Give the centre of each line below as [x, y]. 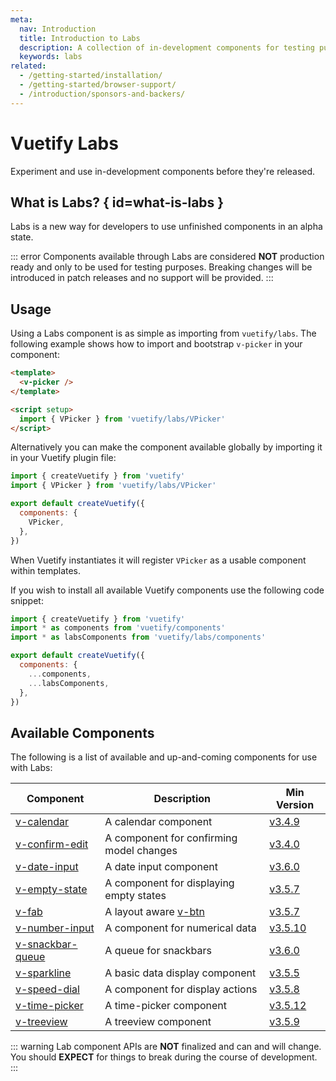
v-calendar [42, 822]
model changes [141, 851]
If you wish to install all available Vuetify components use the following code [167, 590]
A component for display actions [181, 989]
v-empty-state [51, 889]
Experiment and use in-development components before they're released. [163, 171]
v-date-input [47, 867]
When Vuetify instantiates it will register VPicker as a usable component [158, 560]
